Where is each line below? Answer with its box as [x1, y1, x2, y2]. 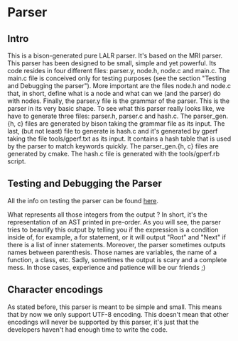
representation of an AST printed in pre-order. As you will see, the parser [7, 217, 222, 226]
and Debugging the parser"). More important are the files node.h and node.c [7, 82, 232, 90]
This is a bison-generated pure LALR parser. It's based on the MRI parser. [7, 51, 223, 60]
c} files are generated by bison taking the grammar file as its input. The [17, 119, 225, 128]
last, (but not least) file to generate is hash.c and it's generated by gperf [7, 127, 218, 135]
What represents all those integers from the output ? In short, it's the [7, 210, 208, 219]
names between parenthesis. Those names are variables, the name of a [7, 248, 217, 256]
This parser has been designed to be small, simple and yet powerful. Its [7, 59, 217, 67]
